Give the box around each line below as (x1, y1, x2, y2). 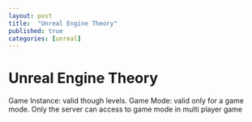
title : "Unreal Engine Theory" (8, 19, 117, 27)
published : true (8, 27, 63, 35)
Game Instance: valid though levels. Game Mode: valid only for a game (8, 96, 245, 106)
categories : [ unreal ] (8, 34, 82, 43)
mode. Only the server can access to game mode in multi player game (8, 104, 243, 114)
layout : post (8, 11, 53, 20)
